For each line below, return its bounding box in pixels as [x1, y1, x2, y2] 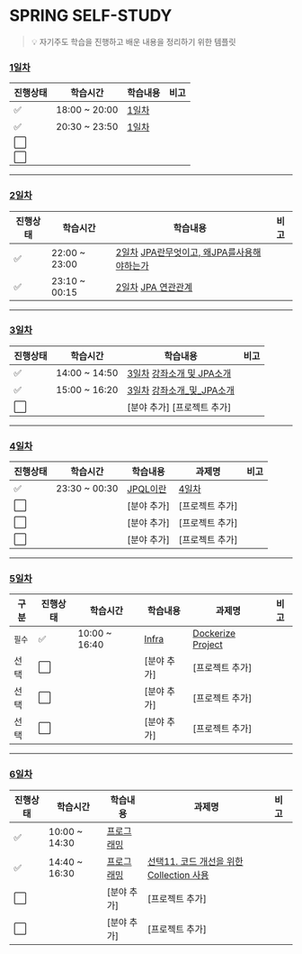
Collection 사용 [147, 868, 209, 881]
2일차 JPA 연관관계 [115, 280, 193, 293]
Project [192, 638, 223, 651]
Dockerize [192, 628, 236, 640]
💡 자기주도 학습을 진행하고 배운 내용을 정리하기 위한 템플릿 [31, 36, 236, 47]
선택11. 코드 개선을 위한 [147, 855, 244, 867]
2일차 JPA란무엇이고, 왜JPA [115, 245, 228, 258]
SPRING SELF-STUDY [9, 5, 173, 26]
